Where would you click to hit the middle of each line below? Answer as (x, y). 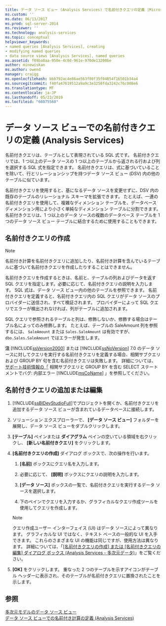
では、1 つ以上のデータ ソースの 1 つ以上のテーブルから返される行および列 (85, 161)
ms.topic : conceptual (27, 38)
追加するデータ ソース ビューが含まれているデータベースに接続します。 (84, 409)
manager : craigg (22, 74)
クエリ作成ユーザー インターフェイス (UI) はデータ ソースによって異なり (85, 528)
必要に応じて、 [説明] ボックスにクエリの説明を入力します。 (81, 474)
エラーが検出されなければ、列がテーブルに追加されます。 (72, 308)
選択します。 (45, 491)
